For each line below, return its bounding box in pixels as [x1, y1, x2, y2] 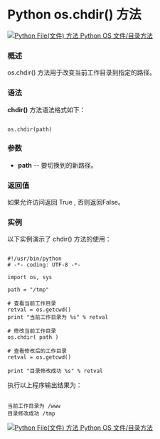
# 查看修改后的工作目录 [7, 347, 68, 355]
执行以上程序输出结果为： [7, 381, 82, 389]
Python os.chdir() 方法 [7, 6, 142, 23]
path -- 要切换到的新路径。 [17, 161, 97, 169]
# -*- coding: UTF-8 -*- [7, 261, 81, 269]
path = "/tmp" [7, 286, 50, 293]
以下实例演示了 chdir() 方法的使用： [7, 235, 112, 244]
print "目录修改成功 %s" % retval [7, 367, 103, 375]
